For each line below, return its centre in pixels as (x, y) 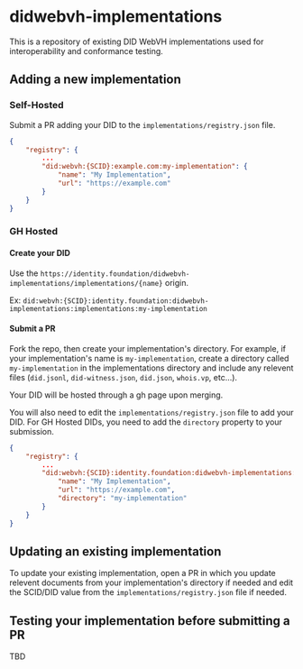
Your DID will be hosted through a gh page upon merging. (116, 395)
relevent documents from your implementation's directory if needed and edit (151, 582)
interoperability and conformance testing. (87, 50)
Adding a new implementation (96, 80)
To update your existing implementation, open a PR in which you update (143, 573)
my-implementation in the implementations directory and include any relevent (151, 368)
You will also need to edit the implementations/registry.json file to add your (151, 412)
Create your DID (40, 253)
